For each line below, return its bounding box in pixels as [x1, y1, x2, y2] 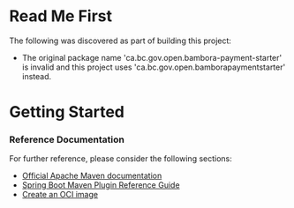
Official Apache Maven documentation [21, 170, 162, 182]
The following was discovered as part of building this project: [9, 35, 232, 46]
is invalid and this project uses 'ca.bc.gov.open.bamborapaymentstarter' [21, 62, 286, 72]
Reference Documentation [9, 134, 125, 146]
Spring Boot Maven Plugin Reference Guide [21, 180, 180, 190]
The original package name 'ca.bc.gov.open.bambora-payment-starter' [21, 52, 283, 63]
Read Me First [9, 6, 113, 26]
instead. [21, 71, 52, 81]
